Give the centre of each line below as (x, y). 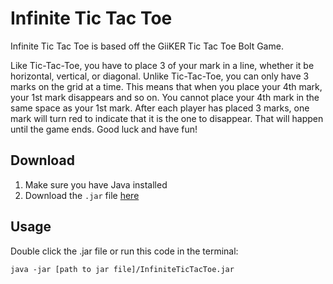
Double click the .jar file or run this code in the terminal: (124, 251)
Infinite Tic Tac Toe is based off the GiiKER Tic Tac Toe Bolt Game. (147, 46)
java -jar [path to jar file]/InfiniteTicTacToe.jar (122, 269)
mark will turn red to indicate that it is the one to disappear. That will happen (167, 118)
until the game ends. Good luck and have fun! (104, 129)
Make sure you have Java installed (96, 184)
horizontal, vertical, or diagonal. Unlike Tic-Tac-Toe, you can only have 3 (160, 76)
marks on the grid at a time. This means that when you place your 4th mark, (166, 86)
